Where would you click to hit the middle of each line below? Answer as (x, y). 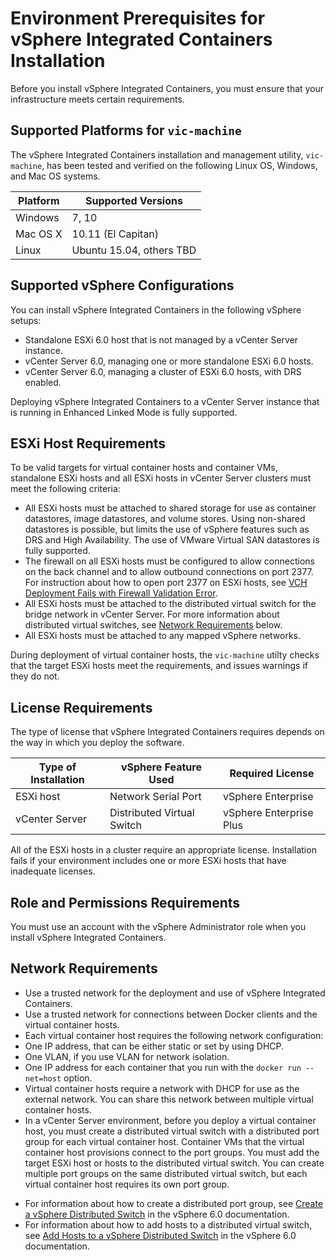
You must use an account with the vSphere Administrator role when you (158, 926)
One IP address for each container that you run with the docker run (163, 1067)
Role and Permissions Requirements (125, 902)
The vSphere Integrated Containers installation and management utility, (157, 154)
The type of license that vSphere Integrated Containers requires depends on (167, 732)
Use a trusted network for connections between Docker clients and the (171, 1014)
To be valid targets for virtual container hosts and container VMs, (144, 468)
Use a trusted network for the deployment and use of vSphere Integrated (175, 993)
